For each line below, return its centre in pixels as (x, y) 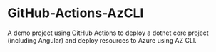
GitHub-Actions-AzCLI (76, 13)
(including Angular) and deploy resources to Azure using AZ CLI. (102, 40)
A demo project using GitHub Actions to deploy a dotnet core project (108, 33)
